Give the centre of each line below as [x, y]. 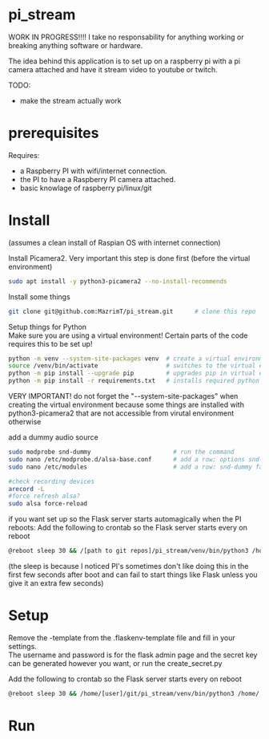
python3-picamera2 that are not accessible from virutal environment [121, 413]
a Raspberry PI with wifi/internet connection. [94, 171]
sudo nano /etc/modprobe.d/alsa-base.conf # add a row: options [127, 459]
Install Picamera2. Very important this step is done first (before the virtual [129, 258]
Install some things [39, 296]
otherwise [25, 422]
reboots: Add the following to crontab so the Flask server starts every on [128, 528]
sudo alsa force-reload [48, 504]
